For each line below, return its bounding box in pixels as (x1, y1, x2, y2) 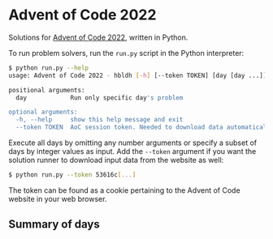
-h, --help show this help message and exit (15, 116, 184, 124)
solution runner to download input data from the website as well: (8, 156, 224, 165)
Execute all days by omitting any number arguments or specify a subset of (8, 138, 258, 147)
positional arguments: (8, 86, 85, 94)
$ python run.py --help (8, 63, 89, 72)
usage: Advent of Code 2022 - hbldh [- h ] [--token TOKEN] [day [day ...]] (8, 71, 267, 79)
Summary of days (8, 217, 100, 232)
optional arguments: (8, 108, 79, 117)
